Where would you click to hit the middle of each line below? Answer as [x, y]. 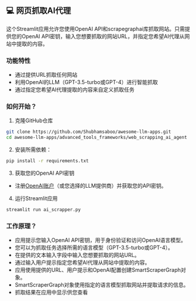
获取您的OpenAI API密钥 [45, 173]
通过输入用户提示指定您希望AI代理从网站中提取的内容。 [82, 263]
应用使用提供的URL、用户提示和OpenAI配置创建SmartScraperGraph [98, 270]
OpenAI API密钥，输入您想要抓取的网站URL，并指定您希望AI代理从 [103, 36]
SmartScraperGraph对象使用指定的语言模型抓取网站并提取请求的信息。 [102, 285]
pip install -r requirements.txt [48, 161]
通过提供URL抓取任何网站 [46, 75]
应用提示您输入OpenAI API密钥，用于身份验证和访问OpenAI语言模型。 [100, 240]
